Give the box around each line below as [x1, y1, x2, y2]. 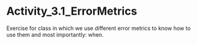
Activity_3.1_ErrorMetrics [6, 4, 137, 18]
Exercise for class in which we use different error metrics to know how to [6, 24, 191, 32]
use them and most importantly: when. [6, 31, 104, 38]
